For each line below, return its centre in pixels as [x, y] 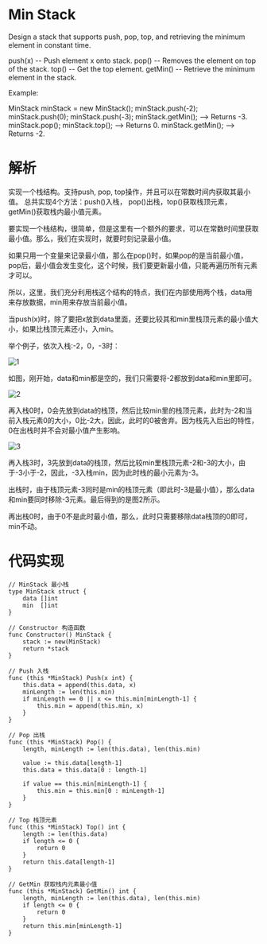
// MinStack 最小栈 [39, 585]
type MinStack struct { [48, 591]
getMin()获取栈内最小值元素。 [57, 212]
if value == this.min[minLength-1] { [85, 784]
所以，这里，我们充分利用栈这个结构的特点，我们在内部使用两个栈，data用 [130, 292]
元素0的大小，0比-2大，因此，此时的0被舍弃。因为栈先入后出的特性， [143, 420]
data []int [41, 598]
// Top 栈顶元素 [33, 820]
